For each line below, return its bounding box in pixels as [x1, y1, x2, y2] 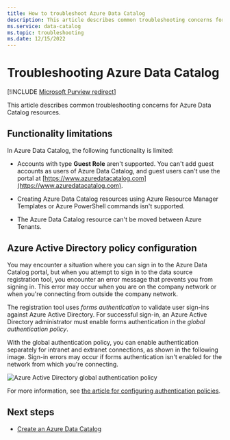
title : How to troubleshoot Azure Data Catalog [7, 10, 146, 17]
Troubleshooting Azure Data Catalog [7, 65, 220, 81]
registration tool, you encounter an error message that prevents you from [7, 275, 214, 283]
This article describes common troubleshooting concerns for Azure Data [7, 101, 212, 110]
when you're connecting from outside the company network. [7, 289, 179, 298]
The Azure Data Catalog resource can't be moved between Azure [16, 215, 202, 223]
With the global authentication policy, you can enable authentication [7, 338, 199, 346]
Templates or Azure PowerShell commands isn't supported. [16, 201, 185, 210]
